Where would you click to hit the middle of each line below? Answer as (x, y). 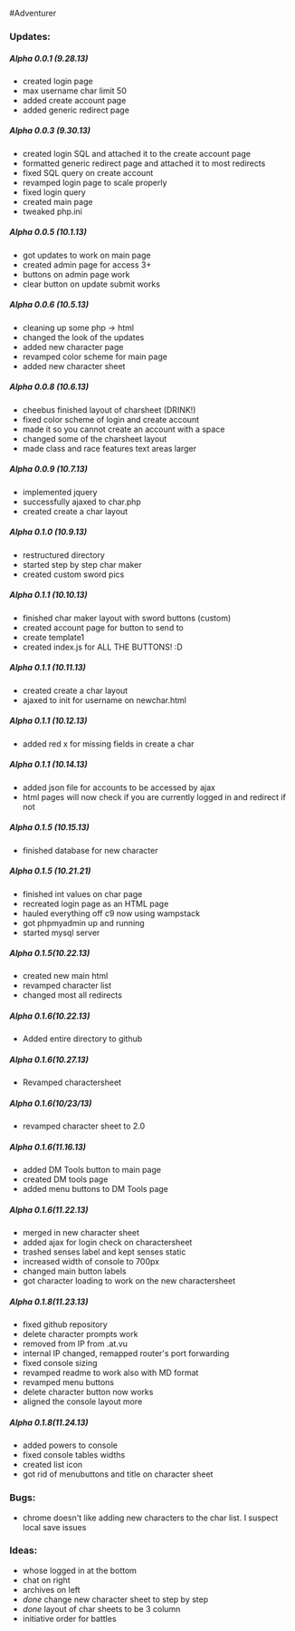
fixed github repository (65, 1324)
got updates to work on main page (86, 255)
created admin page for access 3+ (87, 264)
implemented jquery (60, 492)
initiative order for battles (69, 1618)
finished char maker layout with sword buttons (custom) (127, 618)
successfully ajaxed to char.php (82, 502)
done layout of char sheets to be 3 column (101, 1608)
